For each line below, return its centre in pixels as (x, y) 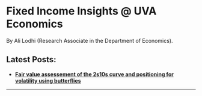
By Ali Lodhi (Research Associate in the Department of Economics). (90, 40)
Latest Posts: (31, 59)
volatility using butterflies (48, 80)
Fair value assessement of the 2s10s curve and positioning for (94, 74)
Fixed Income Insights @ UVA (81, 11)
